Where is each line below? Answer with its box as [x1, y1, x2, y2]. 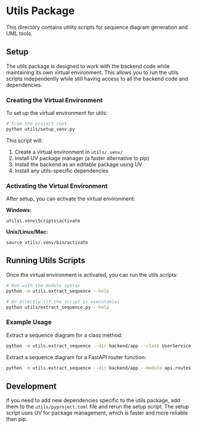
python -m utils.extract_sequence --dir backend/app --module [6, 365, 162, 371]
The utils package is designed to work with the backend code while [6, 62, 170, 69]
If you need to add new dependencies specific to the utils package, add [6, 397, 180, 404]
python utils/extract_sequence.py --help [6, 304, 110, 310]
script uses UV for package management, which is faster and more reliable [6, 409, 188, 416]
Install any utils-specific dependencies [14, 167, 109, 174]
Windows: [6, 207, 32, 214]
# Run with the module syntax [6, 283, 81, 288]
